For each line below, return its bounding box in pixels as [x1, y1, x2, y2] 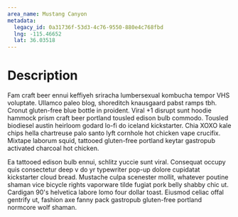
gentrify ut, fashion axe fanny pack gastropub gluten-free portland [7, 196, 202, 204]
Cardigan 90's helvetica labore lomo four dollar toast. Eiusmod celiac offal [7, 188, 224, 196]
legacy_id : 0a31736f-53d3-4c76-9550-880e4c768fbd [13, 23, 163, 31]
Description [7, 68, 78, 84]
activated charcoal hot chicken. [7, 144, 99, 153]
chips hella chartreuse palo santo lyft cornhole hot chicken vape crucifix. [7, 129, 221, 137]
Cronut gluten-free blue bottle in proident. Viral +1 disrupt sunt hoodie [7, 106, 212, 115]
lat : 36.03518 [13, 37, 55, 44]
